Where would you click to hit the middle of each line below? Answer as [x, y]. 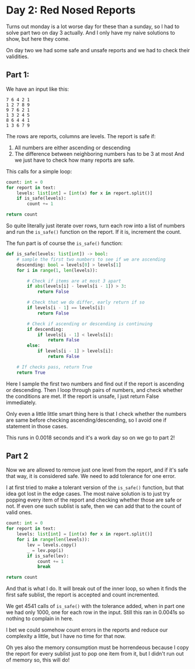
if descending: [46, 329]
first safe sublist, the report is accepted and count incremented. [83, 595]
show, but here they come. [38, 39]
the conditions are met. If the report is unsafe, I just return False [83, 396]
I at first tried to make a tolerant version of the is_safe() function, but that [95, 487]
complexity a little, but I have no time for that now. [66, 636]
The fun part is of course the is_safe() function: [65, 243]
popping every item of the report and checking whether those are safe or [94, 500]
